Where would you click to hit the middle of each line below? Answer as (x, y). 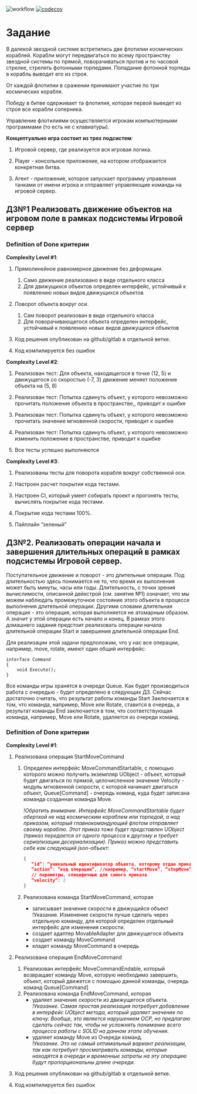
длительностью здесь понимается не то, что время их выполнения (90, 582)
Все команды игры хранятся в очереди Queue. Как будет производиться (98, 686)
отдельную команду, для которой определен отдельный (103, 921)
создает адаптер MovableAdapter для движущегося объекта (108, 933)
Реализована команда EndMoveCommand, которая (87, 993)
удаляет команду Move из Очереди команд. (87, 1037)
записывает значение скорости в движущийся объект (100, 908)
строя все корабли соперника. (45, 109)
